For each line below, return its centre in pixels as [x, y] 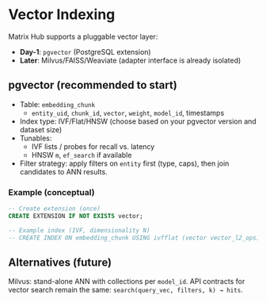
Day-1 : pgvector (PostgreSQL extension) [85, 52]
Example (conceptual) [51, 192]
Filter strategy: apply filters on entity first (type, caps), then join [124, 163]
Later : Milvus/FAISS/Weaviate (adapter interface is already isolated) [130, 60]
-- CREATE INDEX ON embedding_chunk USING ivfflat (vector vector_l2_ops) [134, 238]
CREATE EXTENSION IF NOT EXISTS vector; [76, 216]
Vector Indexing [62, 15]
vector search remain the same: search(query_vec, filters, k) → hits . [125, 290]
